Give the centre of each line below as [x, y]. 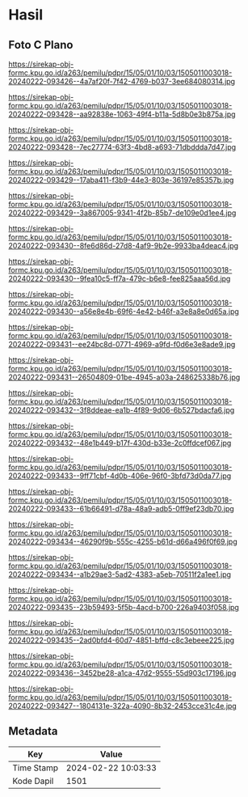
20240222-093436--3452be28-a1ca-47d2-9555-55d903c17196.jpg [122, 673]
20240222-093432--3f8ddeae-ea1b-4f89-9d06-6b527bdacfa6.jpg [122, 410]
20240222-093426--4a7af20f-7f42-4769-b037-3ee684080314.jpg [122, 81]
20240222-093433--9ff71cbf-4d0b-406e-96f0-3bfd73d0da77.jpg [120, 476]
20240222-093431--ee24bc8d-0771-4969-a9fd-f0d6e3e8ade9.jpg [122, 344]
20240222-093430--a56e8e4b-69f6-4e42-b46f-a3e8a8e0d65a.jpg [124, 312]
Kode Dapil [33, 781]
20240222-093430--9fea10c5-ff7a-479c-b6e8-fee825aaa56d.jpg [120, 278]
